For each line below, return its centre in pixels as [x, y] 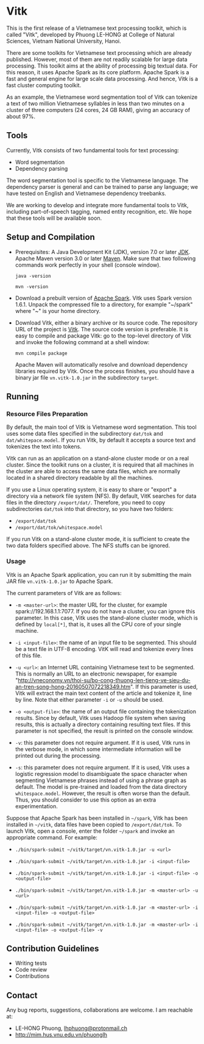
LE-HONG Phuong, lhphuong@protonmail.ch [71, 1028]
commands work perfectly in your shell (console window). [88, 265]
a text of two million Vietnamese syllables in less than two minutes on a [95, 103]
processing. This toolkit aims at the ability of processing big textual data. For [102, 66]
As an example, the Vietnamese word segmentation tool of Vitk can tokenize [102, 97]
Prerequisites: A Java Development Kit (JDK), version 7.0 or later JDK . [103, 252]
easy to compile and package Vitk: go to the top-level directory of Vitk [103, 336]
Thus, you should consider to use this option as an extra [86, 800]
